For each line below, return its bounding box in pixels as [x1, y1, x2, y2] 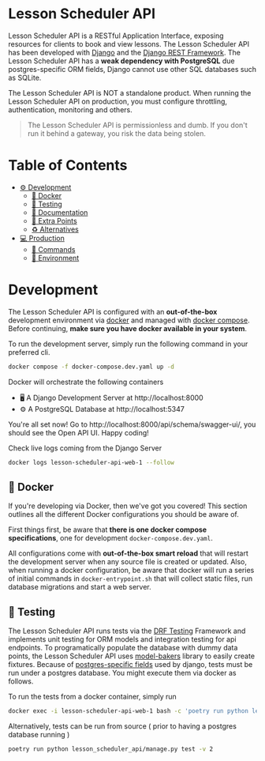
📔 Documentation [31, 207, 88, 217]
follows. [8, 676, 34, 686]
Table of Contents [8, 156, 128, 175]
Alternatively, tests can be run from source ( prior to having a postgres [8, 721, 237, 731]
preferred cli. [8, 347, 50, 356]
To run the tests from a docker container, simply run [8, 692, 177, 702]
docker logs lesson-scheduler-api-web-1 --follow [8, 458, 175, 466]
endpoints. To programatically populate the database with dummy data [8, 643, 238, 653]
